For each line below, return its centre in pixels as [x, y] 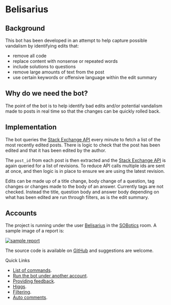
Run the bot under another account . [50, 276]
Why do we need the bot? [47, 94]
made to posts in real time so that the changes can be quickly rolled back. [83, 111]
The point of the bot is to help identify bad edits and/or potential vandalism [84, 106]
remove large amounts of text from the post [58, 72]
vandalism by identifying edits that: [42, 46]
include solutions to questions [44, 67]
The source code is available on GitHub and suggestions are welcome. [80, 250]
